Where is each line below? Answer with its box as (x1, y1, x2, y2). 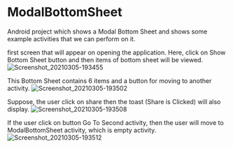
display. (7, 105, 30, 113)
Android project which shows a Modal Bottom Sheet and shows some (7, 27, 208, 36)
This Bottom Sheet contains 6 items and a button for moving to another (7, 76, 212, 84)
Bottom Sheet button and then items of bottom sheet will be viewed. (7, 55, 204, 64)
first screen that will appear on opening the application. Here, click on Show (7, 48, 226, 57)
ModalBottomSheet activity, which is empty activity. (7, 126, 157, 134)
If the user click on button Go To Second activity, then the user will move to (7, 118, 224, 126)
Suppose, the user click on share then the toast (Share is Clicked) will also (7, 97, 221, 105)
